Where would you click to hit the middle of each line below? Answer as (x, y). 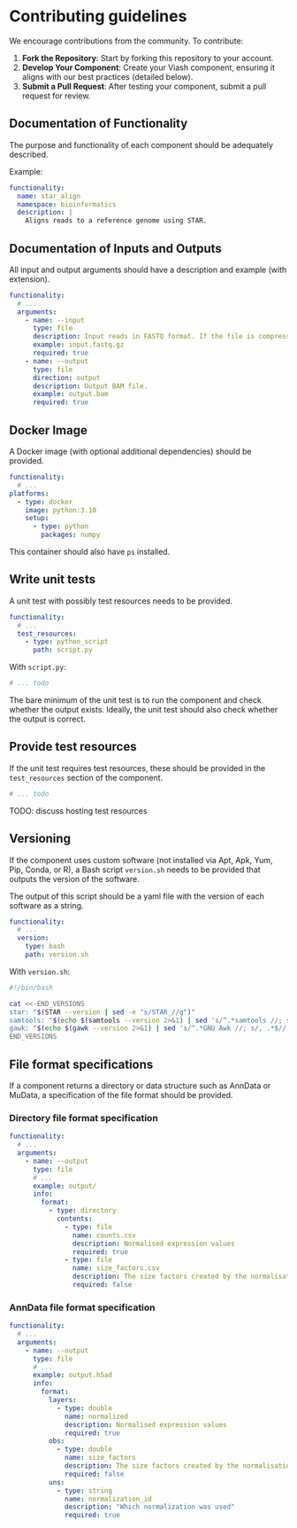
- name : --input (55, 320)
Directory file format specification (84, 1118)
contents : (74, 1219)
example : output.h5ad (72, 1376)
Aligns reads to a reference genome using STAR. (116, 221)
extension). (30, 279)
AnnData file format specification (83, 1307)
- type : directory (82, 1211)
